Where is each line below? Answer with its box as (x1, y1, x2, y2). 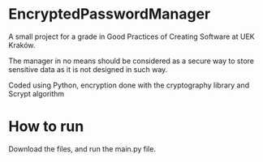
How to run (8, 117, 84, 136)
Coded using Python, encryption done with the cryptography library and (8, 80, 250, 90)
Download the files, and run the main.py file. (8, 143, 157, 154)
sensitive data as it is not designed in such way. (8, 64, 168, 74)
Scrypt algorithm (8, 88, 65, 98)
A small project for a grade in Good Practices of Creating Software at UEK (8, 32, 255, 41)
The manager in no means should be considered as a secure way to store (8, 56, 254, 66)
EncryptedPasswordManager (8, 5, 211, 23)
